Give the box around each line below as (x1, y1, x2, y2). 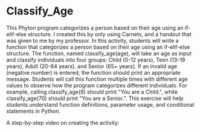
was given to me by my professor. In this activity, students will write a (6, 37, 179, 44)
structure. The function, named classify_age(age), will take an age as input (6, 49, 192, 57)
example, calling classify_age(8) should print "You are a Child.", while (6, 88, 178, 95)
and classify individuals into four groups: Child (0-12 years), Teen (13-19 (6, 56, 185, 63)
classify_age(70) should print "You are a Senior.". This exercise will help (6, 95, 184, 102)
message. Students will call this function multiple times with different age (6, 75, 189, 83)
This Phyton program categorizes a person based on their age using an (6, 24, 184, 31)
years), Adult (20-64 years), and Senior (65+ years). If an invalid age (6, 62, 177, 70)
